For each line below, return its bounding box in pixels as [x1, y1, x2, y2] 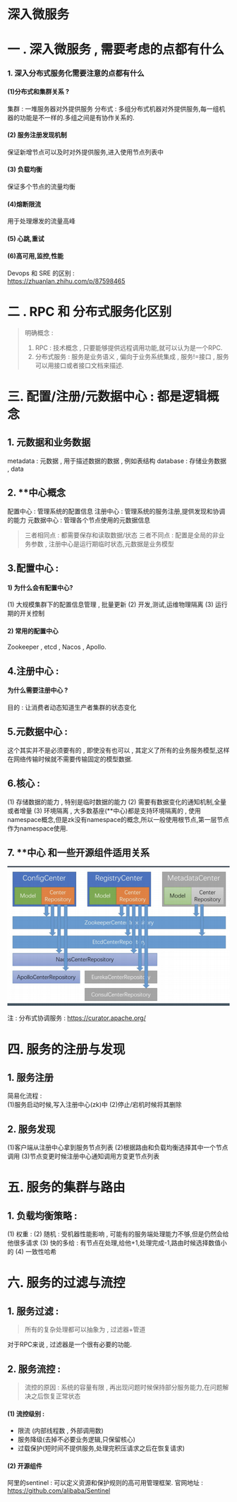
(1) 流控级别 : [7, 1409, 44, 1418]
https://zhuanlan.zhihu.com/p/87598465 [7, 276, 126, 285]
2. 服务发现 [7, 1123, 56, 1135]
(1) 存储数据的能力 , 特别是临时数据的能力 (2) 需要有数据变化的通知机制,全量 [7, 797, 227, 806]
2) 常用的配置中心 [7, 626, 59, 635]
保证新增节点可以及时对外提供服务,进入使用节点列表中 [7, 148, 164, 156]
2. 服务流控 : [7, 1363, 61, 1375]
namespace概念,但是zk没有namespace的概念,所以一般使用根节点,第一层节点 [7, 815, 229, 823]
